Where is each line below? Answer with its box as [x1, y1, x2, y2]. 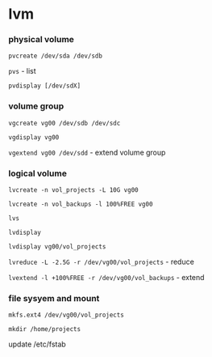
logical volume [8, 168, 67, 179]
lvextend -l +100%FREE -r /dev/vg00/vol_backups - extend [8, 273, 205, 283]
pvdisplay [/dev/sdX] [8, 82, 81, 90]
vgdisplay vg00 [8, 133, 60, 142]
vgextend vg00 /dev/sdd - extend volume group [8, 147, 166, 157]
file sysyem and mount [8, 293, 100, 304]
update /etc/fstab [8, 339, 66, 349]
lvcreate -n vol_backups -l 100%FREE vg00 [8, 200, 153, 209]
